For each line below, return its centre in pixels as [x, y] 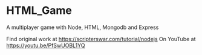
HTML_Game [39, 11]
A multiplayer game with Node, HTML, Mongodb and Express [83, 27]
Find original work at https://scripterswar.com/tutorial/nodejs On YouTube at [101, 39]
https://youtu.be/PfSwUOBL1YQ [46, 45]
